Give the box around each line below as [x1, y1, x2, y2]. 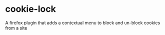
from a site [5, 25, 27, 31]
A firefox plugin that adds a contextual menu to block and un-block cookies [5, 20, 160, 26]
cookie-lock [5, 3, 56, 15]
